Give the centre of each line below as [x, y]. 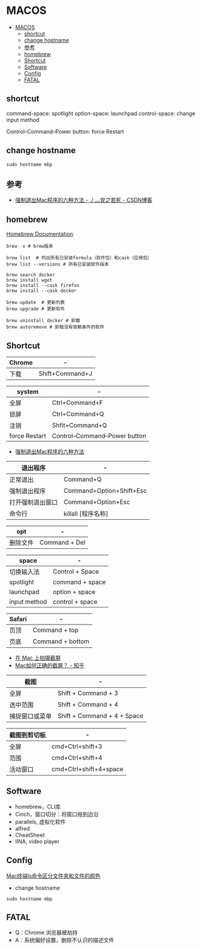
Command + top [56, 630]
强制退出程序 [28, 491]
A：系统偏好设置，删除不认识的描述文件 [65, 940]
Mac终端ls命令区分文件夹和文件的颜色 [53, 876]
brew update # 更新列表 [36, 303]
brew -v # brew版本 [30, 246]
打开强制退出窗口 [34, 502]
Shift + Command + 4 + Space [101, 716]
